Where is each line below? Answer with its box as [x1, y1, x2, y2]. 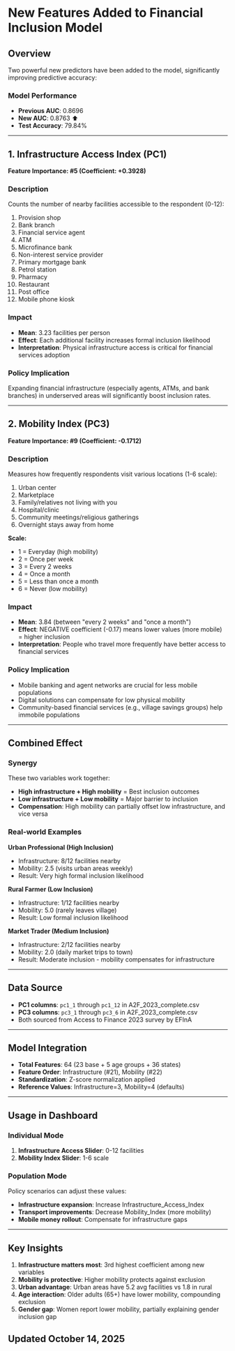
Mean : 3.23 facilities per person [17, 328, 111, 336]
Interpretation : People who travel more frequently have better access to [17, 640, 226, 648]
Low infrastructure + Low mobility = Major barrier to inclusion [17, 795, 198, 803]
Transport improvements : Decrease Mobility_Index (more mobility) [17, 1208, 211, 1216]
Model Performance [8, 91, 77, 100]
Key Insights [8, 1242, 63, 1254]
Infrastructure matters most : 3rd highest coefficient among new [17, 1261, 205, 1269]
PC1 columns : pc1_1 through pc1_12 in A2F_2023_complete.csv [17, 1000, 199, 1009]
